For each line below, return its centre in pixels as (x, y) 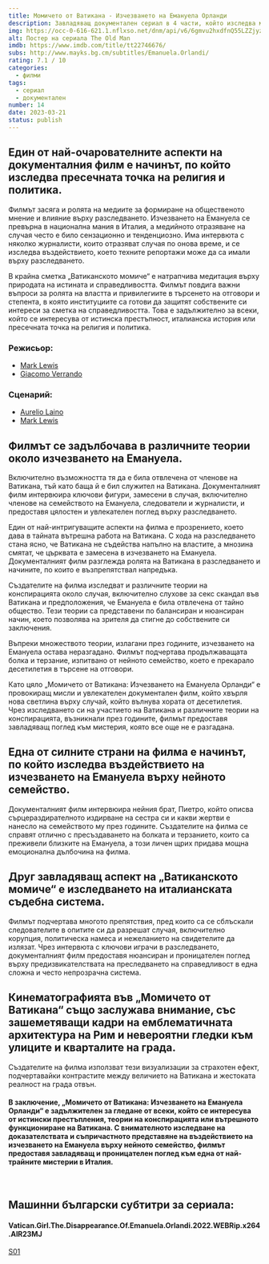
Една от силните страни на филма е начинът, (127, 752)
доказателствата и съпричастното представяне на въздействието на (131, 1137)
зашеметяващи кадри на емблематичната (121, 1023)
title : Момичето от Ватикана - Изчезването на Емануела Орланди (118, 16)
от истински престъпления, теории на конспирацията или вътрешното (133, 1120)
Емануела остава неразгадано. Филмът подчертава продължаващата (128, 652)
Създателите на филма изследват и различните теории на (108, 585)
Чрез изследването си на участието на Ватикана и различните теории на (134, 710)
